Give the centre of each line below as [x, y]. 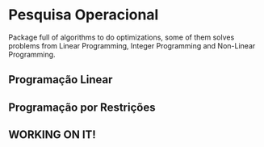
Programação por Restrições [82, 107]
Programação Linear [61, 80]
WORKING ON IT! [52, 135]
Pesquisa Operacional [84, 15]
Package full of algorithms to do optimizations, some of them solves [122, 37]
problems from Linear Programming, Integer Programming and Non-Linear [132, 45]
